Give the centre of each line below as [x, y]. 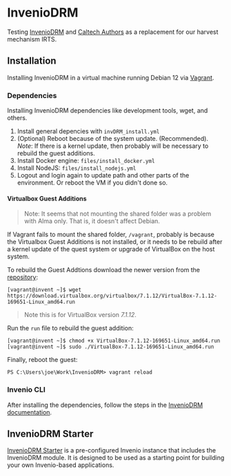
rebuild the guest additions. [56, 153]
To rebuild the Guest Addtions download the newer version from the [104, 270]
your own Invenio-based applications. [61, 465]
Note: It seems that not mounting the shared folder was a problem [118, 214]
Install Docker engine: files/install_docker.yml [86, 161]
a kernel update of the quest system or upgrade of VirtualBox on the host [111, 249]
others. [17, 118]
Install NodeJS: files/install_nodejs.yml [77, 168]
